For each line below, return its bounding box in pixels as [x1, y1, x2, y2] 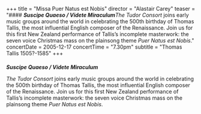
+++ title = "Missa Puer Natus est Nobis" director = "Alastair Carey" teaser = [6, 5, 196, 12]
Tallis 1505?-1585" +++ [6, 50, 64, 56]
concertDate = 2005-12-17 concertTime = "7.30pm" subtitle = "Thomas [6, 43, 182, 50]
